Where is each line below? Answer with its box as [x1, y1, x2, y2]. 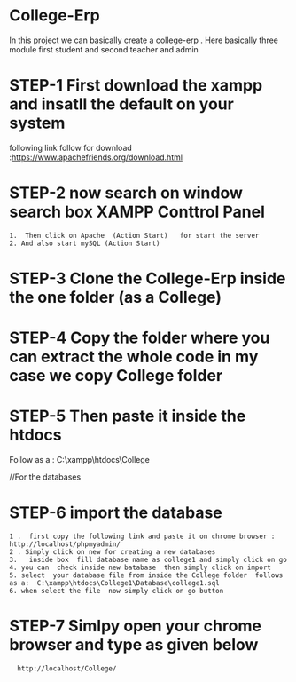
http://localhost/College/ [17, 664, 117, 673]
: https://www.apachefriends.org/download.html [9, 152, 183, 163]
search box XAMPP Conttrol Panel [9, 202, 266, 222]
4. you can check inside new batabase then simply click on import [9, 563, 272, 573]
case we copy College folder [9, 366, 223, 386]
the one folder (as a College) [9, 288, 222, 307]
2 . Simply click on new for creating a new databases [9, 548, 216, 557]
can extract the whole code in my [9, 347, 259, 367]
